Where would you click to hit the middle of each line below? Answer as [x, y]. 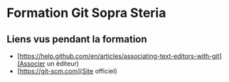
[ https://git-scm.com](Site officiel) [67, 71]
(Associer [31, 64]
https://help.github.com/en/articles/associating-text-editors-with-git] [121, 56]
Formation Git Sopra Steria [86, 13]
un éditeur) [63, 64]
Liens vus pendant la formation [77, 39]
